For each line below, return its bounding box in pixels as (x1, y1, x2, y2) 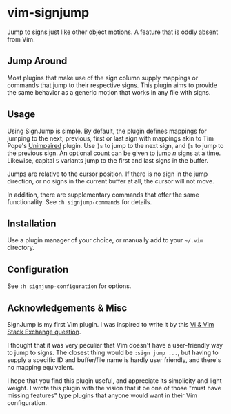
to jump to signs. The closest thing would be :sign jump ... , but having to (7, 348, 219, 357)
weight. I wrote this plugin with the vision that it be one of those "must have (7, 384, 222, 392)
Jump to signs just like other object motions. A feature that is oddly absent (7, 28, 219, 36)
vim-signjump (7, 5, 90, 21)
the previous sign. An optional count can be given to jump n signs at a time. (7, 149, 221, 157)
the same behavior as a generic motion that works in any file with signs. (7, 88, 211, 96)
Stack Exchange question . (7, 327, 81, 336)
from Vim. (7, 35, 36, 43)
